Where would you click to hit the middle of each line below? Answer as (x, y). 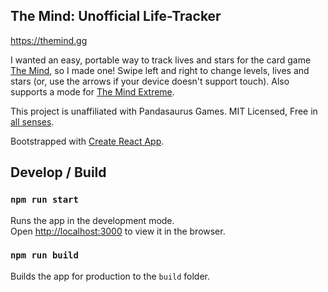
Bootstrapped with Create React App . (87, 141)
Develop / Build (58, 172)
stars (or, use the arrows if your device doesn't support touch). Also (150, 81)
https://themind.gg (49, 40)
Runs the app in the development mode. (92, 220)
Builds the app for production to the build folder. (110, 276)
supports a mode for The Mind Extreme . (92, 91)
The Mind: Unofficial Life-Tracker (116, 16)
